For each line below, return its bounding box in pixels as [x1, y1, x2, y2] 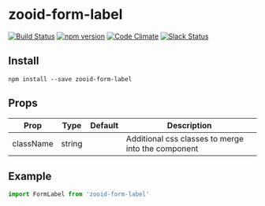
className [12, 138, 54, 149]
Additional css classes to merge [125, 133, 244, 144]
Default [90, 120, 119, 131]
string [61, 138, 83, 149]
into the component [125, 143, 199, 154]
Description [166, 120, 212, 131]
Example [8, 169, 52, 182]
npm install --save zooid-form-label [8, 75, 132, 83]
